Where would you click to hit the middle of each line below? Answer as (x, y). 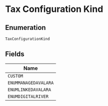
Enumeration (26, 28)
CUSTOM (15, 76)
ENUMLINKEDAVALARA (29, 90)
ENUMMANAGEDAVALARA (31, 83)
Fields (15, 54)
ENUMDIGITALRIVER (28, 96)
